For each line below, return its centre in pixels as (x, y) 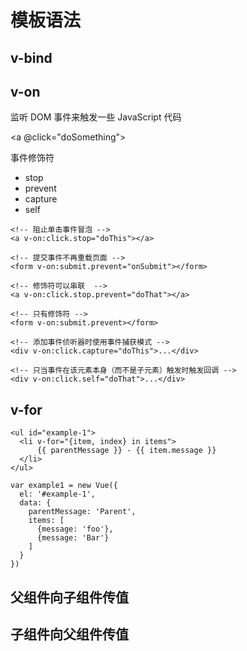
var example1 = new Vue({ (64, 486)
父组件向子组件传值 (69, 597)
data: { (35, 503)
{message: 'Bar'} (73, 538)
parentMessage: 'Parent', (82, 512)
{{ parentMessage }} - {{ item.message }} (126, 451)
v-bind (31, 57)
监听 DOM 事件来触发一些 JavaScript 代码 (96, 117)
